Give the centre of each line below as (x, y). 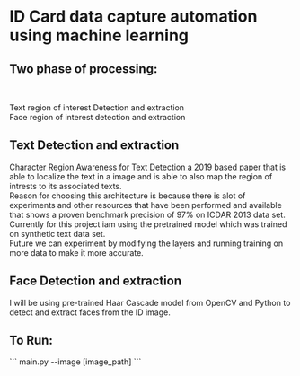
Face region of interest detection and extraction (97, 117)
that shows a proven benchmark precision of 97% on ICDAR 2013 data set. (147, 214)
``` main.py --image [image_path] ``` (75, 362)
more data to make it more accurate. (76, 252)
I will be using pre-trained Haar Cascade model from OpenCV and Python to (150, 302)
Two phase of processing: (84, 69)
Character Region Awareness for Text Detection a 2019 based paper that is (147, 167)
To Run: (31, 341)
